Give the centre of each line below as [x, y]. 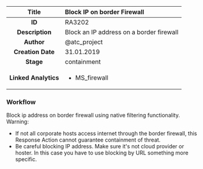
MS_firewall [91, 78]
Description [34, 32]
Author [34, 42]
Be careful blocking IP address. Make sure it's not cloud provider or [99, 147]
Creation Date [34, 52]
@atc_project [84, 42]
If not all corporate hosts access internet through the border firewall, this [106, 134]
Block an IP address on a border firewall [122, 32]
